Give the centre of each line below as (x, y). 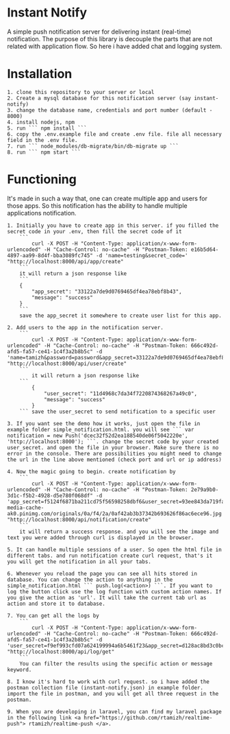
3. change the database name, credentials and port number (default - (110, 110)
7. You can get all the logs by (53, 615)
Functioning (42, 179)
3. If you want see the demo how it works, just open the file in (104, 423)
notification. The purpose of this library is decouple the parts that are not (110, 38)
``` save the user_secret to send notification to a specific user (117, 412)
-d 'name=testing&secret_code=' (142, 255)
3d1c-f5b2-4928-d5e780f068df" (50, 495)
